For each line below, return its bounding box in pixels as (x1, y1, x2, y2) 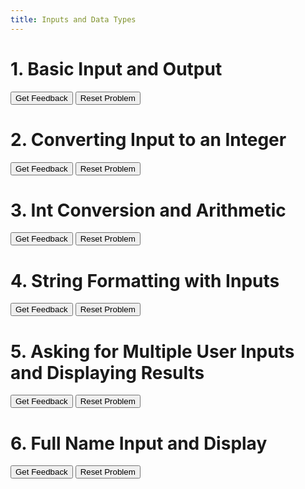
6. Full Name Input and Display (10, 432, 268, 455)
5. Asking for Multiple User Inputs (10, 340, 295, 363)
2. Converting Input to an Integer (10, 128, 287, 151)
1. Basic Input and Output (10, 57, 223, 80)
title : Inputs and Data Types (10, 14, 137, 25)
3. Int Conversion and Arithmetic (10, 199, 287, 221)
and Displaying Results (10, 361, 205, 384)
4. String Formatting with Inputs (10, 269, 280, 292)
